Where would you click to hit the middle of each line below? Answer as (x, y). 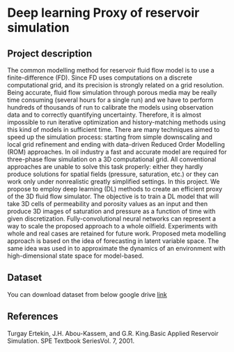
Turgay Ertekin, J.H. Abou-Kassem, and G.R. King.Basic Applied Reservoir (113, 333)
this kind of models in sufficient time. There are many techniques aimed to (114, 130)
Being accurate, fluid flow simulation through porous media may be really (112, 93)
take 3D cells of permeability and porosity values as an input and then (108, 204)
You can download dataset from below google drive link (87, 294)
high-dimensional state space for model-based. (76, 256)
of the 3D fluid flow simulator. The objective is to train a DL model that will (113, 196)
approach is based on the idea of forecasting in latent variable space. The (113, 241)
